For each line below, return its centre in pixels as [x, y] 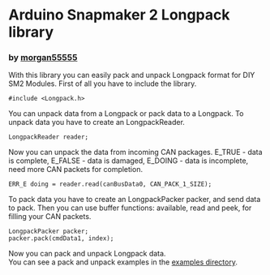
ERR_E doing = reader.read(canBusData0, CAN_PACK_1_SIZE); [110, 184]
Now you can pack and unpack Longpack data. [87, 254]
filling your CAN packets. [50, 217]
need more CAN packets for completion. [76, 170]
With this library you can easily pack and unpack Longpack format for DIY [132, 75]
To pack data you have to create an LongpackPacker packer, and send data [135, 200]
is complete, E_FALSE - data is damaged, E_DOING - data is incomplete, [129, 161]
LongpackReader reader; [49, 137]
